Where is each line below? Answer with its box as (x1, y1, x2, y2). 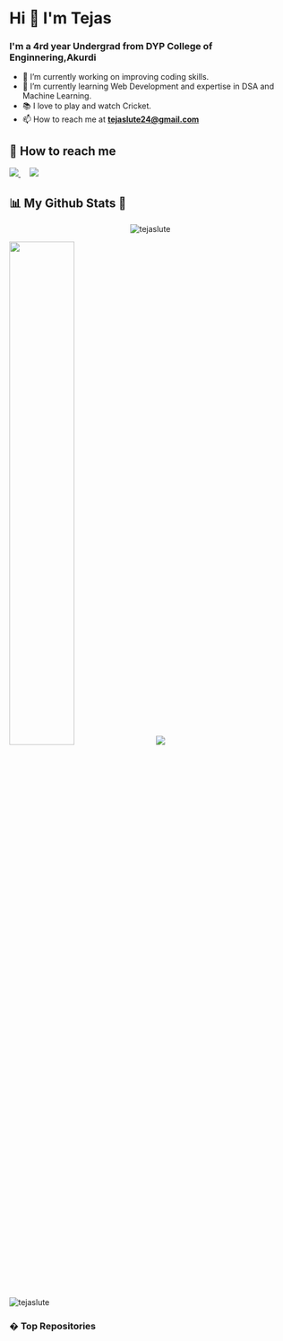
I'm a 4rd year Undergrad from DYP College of (9, 40, 213, 53)
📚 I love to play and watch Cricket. (21, 100, 152, 111)
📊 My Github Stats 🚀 (9, 195, 127, 211)
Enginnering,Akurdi (9, 51, 97, 64)
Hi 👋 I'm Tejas (9, 8, 112, 29)
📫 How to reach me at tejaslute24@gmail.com (21, 114, 200, 125)
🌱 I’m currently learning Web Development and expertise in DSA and (21, 81, 275, 92)
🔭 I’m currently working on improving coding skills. (21, 72, 210, 82)
